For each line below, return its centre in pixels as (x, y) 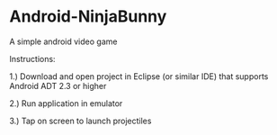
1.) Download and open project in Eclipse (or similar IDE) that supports (139, 76)
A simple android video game (63, 41)
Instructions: (32, 58)
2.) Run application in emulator (66, 103)
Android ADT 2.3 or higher (58, 85)
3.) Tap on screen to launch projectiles (80, 121)
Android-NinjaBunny (88, 17)
